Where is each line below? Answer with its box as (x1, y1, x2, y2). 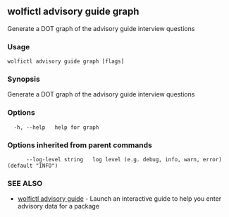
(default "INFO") (7, 162, 58, 169)
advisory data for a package (17, 202, 100, 211)
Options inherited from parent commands (7, 140, 153, 150)
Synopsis (7, 74, 40, 84)
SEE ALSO (7, 178, 43, 188)
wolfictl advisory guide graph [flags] (7, 58, 125, 66)
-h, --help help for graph (13, 123, 99, 131)
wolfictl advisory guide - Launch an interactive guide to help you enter (17, 194, 222, 203)
